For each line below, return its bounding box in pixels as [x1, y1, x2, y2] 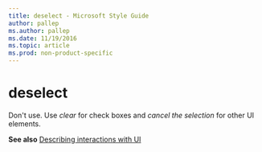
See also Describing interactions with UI [8, 134, 141, 144]
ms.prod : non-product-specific [8, 49, 113, 57]
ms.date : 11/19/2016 [8, 34, 78, 43]
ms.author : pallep [8, 27, 70, 35]
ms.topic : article [8, 42, 70, 50]
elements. [8, 118, 42, 129]
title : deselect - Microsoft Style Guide [8, 11, 149, 20]
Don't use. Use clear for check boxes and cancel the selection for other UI [8, 110, 255, 120]
